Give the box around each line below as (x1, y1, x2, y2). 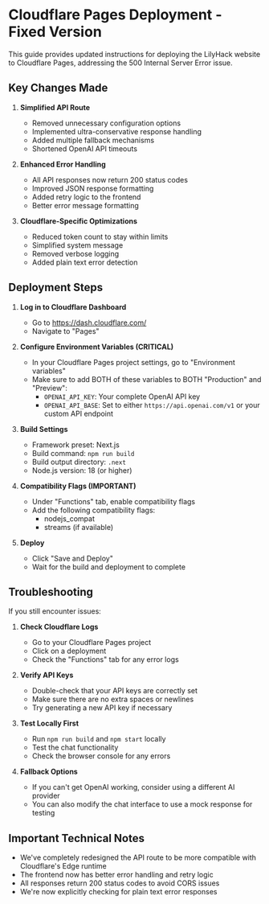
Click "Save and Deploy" (31, 553, 114, 563)
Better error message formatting (31, 200, 139, 210)
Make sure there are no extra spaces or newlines (31, 694, 194, 705)
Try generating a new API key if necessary (31, 703, 173, 713)
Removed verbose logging (31, 249, 120, 258)
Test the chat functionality (31, 742, 119, 753)
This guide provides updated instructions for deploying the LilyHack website (8, 49, 261, 59)
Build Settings (19, 424, 68, 434)
